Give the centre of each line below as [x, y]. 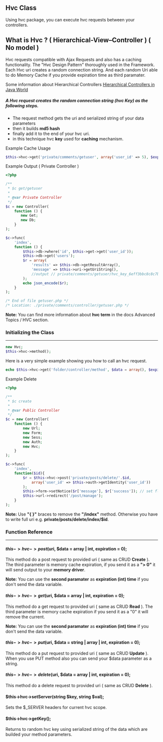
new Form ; [33, 433]
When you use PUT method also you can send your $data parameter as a [79, 658]
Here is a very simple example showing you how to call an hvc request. [76, 361]
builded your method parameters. [39, 734]
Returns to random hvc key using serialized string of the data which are [77, 729]
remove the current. [25, 617]
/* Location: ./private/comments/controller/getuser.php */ [67, 306]
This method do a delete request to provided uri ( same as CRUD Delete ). [79, 685]
